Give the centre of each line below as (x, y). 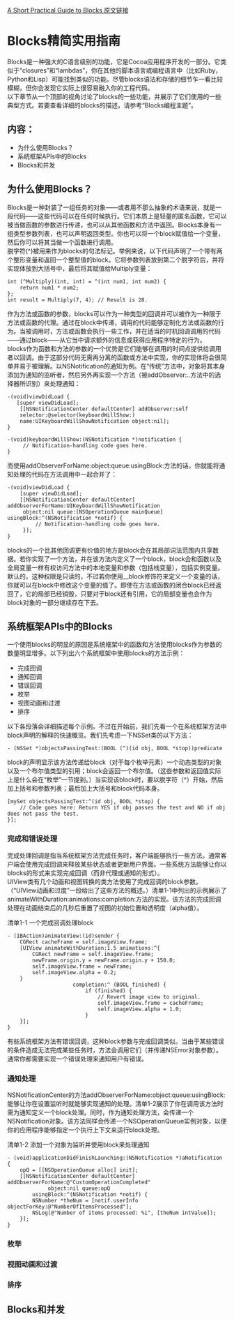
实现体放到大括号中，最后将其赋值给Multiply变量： (80, 268)
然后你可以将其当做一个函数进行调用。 (62, 242)
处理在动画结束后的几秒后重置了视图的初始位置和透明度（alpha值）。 (105, 908)
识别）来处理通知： (53, 383)
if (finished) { (108, 991)
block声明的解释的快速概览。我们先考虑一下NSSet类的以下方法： (100, 736)
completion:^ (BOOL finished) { (120, 985)
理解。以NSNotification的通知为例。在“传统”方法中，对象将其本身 (131, 366)
